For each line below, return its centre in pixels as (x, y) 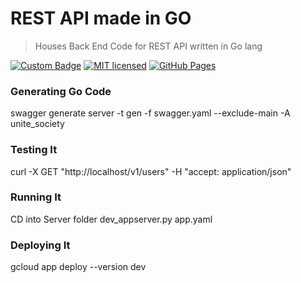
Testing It (34, 150)
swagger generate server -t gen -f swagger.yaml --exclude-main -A (150, 113)
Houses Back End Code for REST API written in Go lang (148, 46)
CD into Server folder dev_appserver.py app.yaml (111, 219)
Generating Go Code (61, 91)
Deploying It (40, 245)
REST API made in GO (101, 18)
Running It (36, 197)
